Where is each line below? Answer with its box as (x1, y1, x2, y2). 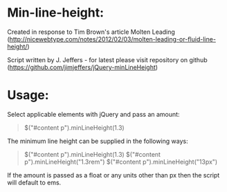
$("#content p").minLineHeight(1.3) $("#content (24, 150, 161, 158)
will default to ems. (7, 178, 62, 186)
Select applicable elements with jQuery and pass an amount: (7, 110, 180, 118)
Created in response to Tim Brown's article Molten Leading (7, 28, 175, 36)
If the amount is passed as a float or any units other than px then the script (7, 171, 220, 179)
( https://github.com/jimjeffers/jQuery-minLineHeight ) (7, 63, 158, 71)
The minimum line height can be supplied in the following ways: (7, 137, 188, 145)
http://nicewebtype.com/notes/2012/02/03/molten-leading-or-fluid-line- (9, 35, 217, 43)
